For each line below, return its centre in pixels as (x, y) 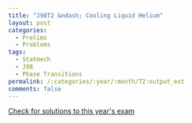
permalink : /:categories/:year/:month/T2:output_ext (96, 81)
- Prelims (31, 37)
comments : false (35, 89)
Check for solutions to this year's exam (72, 111)
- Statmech (33, 60)
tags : (17, 52)
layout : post (30, 23)
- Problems (33, 45)
